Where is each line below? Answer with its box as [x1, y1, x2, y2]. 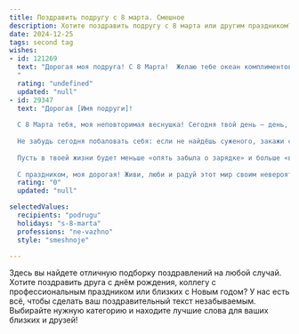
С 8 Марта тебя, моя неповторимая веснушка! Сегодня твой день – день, [17, 121, 289, 130]
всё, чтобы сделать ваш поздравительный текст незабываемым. [9, 296, 256, 306]
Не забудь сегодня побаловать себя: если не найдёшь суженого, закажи [17, 137, 285, 146]
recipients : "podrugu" [17, 211, 101, 219]
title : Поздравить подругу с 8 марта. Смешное [9, 12, 185, 22]
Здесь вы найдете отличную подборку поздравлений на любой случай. [9, 267, 282, 278]
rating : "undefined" [17, 79, 93, 88]
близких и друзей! [9, 314, 78, 325]
